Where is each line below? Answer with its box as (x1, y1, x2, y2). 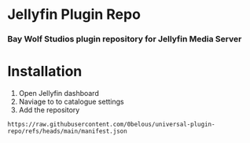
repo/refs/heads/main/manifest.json (7, 127, 127, 135)
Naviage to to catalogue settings (18, 97, 124, 107)
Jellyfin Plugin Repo (7, 5, 141, 24)
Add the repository (18, 105, 80, 115)
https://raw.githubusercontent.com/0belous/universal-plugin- (7, 120, 215, 129)
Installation (7, 63, 83, 80)
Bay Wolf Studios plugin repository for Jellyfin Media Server (7, 34, 242, 45)
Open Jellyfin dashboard (18, 89, 99, 98)
